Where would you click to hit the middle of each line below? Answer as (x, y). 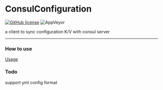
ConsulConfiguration (49, 9)
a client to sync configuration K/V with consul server (57, 31)
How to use (19, 48)
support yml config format (31, 82)
